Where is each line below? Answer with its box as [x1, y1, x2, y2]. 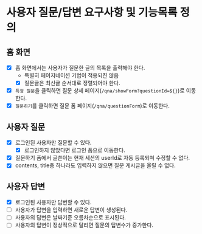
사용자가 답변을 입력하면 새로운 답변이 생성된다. [15, 206, 128, 213]
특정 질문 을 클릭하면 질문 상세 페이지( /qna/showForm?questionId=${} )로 [15, 87, 185, 94]
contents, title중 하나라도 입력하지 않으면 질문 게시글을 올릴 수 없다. [15, 162, 176, 169]
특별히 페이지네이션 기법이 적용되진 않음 [24, 72, 119, 79]
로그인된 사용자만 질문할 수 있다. [15, 139, 92, 146]
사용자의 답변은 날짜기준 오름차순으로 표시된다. [15, 214, 127, 221]
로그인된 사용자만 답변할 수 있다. [15, 199, 92, 206]
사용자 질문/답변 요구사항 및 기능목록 [6, 5, 178, 19]
